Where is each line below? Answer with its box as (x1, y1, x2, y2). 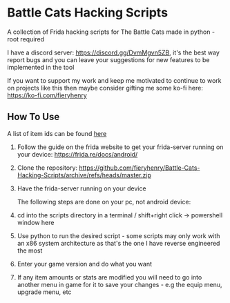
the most (17, 246, 43, 255)
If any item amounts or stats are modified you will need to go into (17, 273, 202, 281)
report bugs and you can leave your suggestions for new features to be (7, 55, 210, 63)
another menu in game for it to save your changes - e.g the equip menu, (17, 280, 222, 289)
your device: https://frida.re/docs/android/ (17, 150, 138, 158)
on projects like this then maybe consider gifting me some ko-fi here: (7, 84, 204, 92)
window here (17, 218, 55, 226)
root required (7, 35, 45, 43)
